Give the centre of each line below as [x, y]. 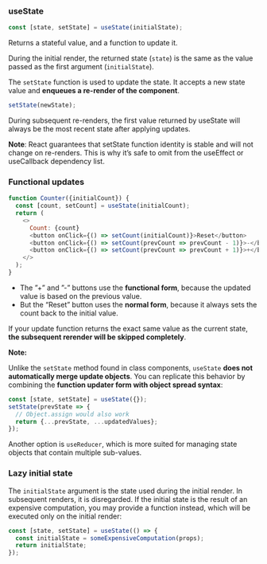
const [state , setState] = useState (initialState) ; [95, 28]
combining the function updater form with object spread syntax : [116, 385]
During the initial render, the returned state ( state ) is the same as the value [131, 58]
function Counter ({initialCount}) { [69, 198]
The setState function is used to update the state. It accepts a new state [127, 82]
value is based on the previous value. [81, 296]
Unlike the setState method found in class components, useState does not [130, 367]
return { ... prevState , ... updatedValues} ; [87, 421]
